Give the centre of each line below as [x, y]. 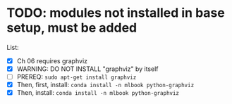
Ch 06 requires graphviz [52, 60]
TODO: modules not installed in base [116, 13]
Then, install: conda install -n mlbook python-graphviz [98, 93]
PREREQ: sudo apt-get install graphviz [77, 77]
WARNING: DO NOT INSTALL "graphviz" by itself [87, 69]
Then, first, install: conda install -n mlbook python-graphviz [105, 85]
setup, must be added [72, 28]
